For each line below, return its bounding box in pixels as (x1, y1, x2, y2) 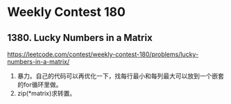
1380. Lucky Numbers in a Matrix (7, 32, 153, 44)
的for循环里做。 (17, 80, 62, 89)
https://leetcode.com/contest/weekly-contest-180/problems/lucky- (7, 50, 199, 58)
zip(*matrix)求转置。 (17, 89, 76, 97)
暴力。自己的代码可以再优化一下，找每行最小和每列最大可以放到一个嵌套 (17, 72, 224, 80)
